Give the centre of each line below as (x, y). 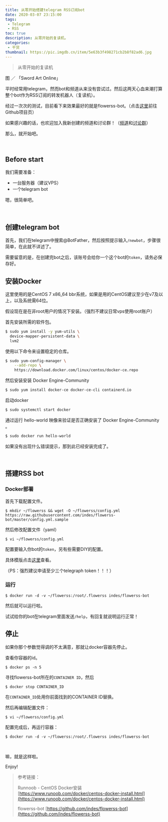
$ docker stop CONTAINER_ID (35, 687)
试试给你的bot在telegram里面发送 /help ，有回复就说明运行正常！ (72, 616)
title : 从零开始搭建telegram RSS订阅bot (45, 10)
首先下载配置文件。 (25, 501)
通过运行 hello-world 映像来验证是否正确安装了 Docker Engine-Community (82, 420)
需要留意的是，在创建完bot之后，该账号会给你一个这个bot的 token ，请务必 (81, 258)
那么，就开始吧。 (23, 133)
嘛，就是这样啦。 (23, 756)
